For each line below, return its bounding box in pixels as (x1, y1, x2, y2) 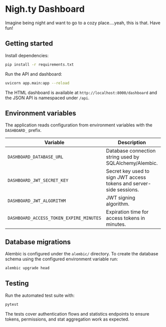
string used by (106, 154, 139, 161)
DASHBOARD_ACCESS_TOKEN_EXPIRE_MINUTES (7, 215, 101, 221)
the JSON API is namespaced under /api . (5, 95, 90, 101)
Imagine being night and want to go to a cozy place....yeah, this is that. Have (5, 20, 161, 26)
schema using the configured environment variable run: (5, 256, 119, 262)
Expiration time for (106, 208, 149, 215)
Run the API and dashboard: (5, 71, 63, 77)
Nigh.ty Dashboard (5, 3, 85, 15)
